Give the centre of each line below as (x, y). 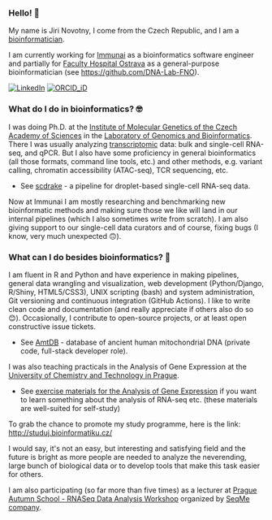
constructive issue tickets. (52, 326)
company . (25, 507)
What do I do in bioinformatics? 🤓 (76, 109)
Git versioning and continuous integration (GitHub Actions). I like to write (130, 301)
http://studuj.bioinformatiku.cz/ (60, 432)
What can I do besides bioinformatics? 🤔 (90, 257)
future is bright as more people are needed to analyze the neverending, (127, 457)
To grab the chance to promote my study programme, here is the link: (125, 424)
